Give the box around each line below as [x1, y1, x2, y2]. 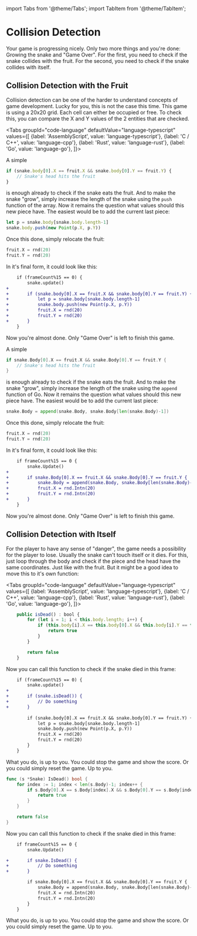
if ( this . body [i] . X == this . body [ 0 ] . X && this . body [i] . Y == [37, 622, 188, 628]
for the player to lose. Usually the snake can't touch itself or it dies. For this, [6, 551, 189, 558]
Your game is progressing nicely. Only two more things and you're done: [6, 45, 181, 52]
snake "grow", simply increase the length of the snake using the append [6, 385, 178, 392]
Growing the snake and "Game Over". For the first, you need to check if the [6, 51, 188, 58]
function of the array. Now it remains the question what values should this [6, 202, 185, 209]
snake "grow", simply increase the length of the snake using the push [6, 196, 172, 203]
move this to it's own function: [6, 570, 79, 577]
